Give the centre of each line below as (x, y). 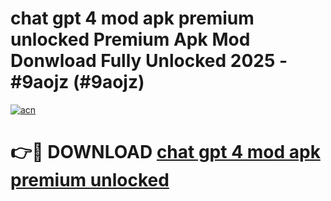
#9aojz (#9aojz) (77, 82)
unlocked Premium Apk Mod (130, 39)
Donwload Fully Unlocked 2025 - (149, 61)
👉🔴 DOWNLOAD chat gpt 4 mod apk (165, 152)
